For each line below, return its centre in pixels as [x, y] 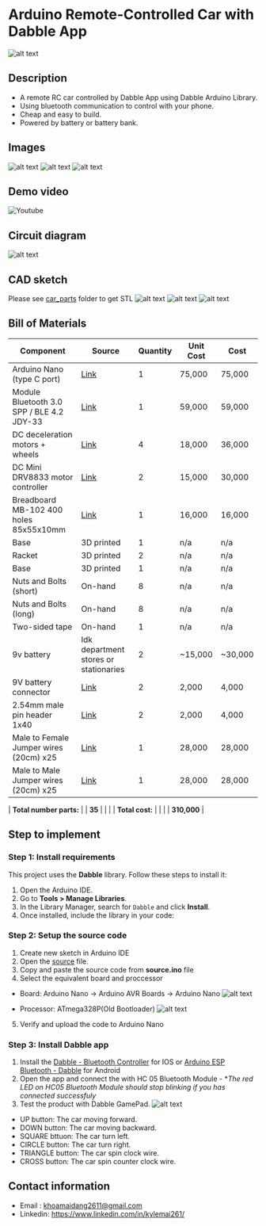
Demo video [38, 191]
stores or [98, 659]
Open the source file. [54, 961]
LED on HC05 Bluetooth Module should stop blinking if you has [122, 1087]
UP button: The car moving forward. [78, 1120]
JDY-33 [27, 422]
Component [42, 350]
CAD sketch [38, 279]
